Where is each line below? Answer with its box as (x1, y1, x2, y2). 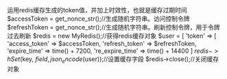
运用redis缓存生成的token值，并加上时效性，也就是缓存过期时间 (7, 6, 187, 14)
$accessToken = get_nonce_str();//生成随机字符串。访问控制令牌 (7, 14, 190, 23)
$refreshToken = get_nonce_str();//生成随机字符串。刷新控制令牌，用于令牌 (7, 23, 220, 31)
